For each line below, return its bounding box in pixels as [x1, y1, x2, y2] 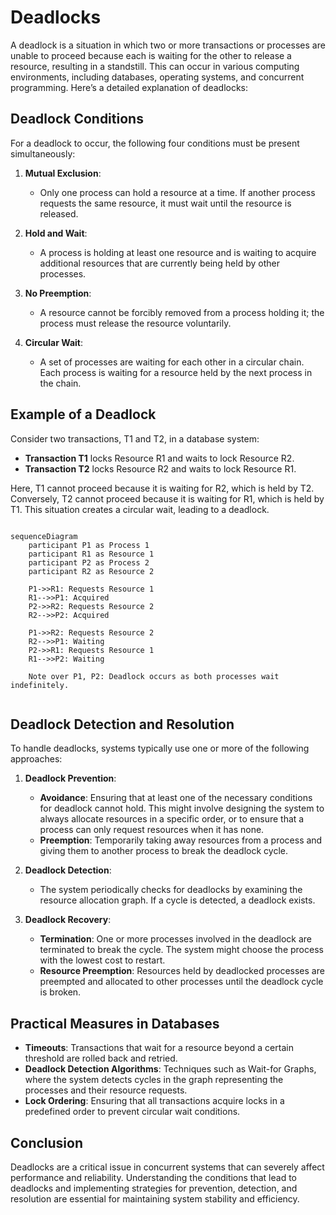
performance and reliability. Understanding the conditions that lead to [10, 1172, 297, 1183]
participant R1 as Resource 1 [28, 549, 155, 559]
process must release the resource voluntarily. [39, 317, 232, 329]
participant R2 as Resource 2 [28, 566, 155, 576]
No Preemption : [24, 287, 92, 299]
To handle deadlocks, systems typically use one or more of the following [10, 742, 310, 755]
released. [39, 207, 79, 220]
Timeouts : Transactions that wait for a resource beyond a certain [24, 1042, 294, 1054]
